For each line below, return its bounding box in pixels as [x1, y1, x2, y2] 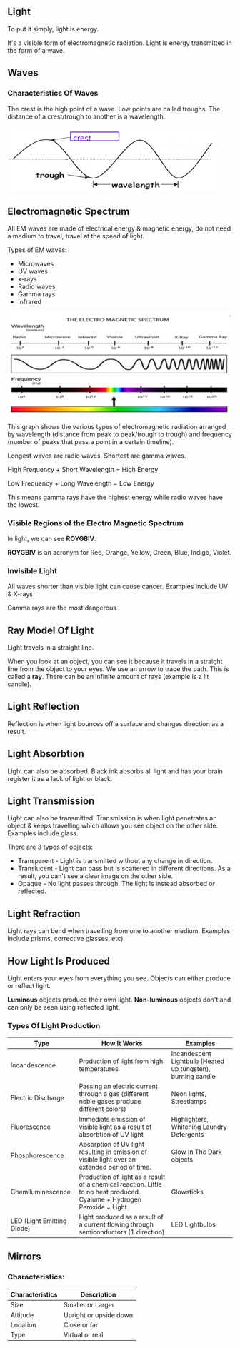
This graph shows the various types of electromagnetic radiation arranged [7, 422, 226, 431]
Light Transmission [7, 795, 95, 808]
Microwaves [17, 260, 54, 268]
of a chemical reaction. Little [79, 1180, 162, 1189]
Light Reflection [7, 700, 80, 713]
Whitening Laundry [171, 1122, 227, 1131]
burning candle [171, 1072, 216, 1081]
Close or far [63, 1320, 99, 1329]
